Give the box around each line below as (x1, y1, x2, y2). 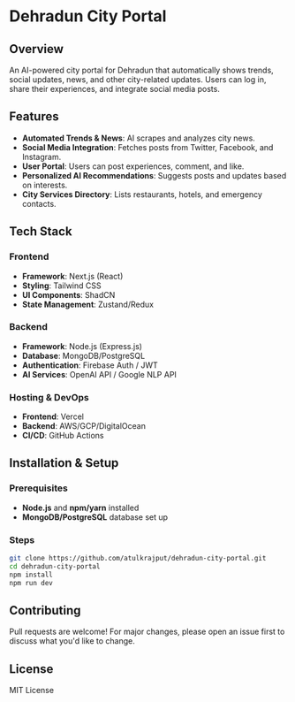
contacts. (21, 198, 57, 209)
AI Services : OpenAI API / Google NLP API (21, 369, 177, 379)
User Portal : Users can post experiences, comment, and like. (21, 161, 245, 172)
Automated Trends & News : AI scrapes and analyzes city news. (21, 133, 256, 143)
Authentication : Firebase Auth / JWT (21, 360, 158, 370)
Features (9, 109, 59, 125)
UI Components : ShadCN (21, 289, 116, 300)
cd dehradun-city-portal (9, 561, 101, 571)
